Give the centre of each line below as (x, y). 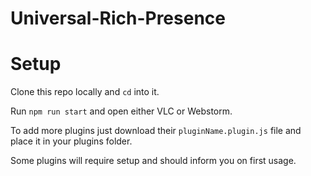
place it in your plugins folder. (71, 141)
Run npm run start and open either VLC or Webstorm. (121, 111)
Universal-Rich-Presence (118, 18)
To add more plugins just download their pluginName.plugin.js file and (156, 131)
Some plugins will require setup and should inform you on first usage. (153, 161)
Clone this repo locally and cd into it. (85, 92)
